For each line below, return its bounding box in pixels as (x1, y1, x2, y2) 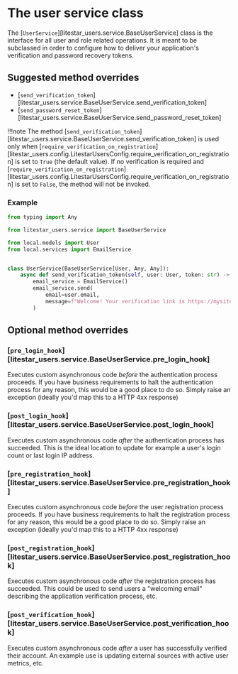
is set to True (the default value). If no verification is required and (15, 157, 204, 165)
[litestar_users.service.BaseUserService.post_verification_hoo (7, 619, 229, 629)
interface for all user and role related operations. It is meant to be (7, 36, 197, 44)
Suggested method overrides (7, 72, 140, 84)
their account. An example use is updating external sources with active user (7, 651, 229, 660)
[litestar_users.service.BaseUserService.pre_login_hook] (7, 354, 210, 364)
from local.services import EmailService (7, 246, 132, 253)
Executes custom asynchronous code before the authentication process (7, 371, 218, 379)
